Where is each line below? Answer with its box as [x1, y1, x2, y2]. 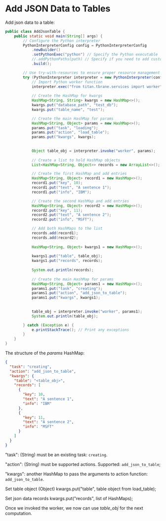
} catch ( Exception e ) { [23, 323, 74, 327]
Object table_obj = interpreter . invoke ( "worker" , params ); [31, 148, 156, 153]
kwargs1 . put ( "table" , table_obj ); [31, 254, 103, 259]
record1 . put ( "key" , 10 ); [31, 181, 83, 186]
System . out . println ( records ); [31, 267, 94, 273]
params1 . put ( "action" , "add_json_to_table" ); [31, 291, 127, 296]
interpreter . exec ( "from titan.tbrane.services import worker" [31, 84, 163, 89]
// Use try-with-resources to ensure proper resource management [23, 70, 161, 75]
